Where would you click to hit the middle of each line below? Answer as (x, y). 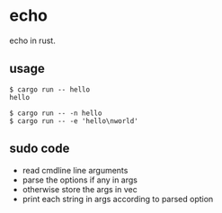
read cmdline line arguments (75, 170)
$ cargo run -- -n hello (56, 113)
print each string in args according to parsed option (118, 199)
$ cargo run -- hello (50, 89)
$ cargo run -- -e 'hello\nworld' (74, 121)
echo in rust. (32, 40)
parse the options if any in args (80, 180)
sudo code (40, 149)
